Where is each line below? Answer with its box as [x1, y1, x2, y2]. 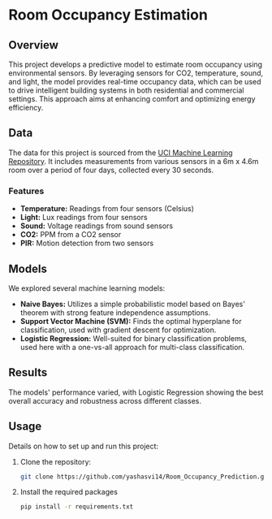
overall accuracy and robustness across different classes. [8, 396, 201, 405]
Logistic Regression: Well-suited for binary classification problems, [19, 333, 248, 343]
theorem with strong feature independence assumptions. [19, 307, 211, 318]
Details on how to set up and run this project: [8, 441, 159, 451]
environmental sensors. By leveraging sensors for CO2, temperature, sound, [8, 68, 264, 78]
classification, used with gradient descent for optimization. [19, 325, 217, 335]
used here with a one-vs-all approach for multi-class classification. [19, 342, 245, 352]
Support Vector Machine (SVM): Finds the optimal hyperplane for [19, 316, 242, 326]
